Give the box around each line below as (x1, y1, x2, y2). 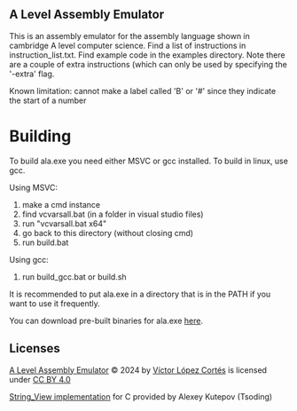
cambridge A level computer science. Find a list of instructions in (9, 40, 246, 51)
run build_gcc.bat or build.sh (21, 271, 127, 282)
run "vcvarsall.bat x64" (21, 217, 107, 229)
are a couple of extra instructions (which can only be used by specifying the (9, 59, 288, 69)
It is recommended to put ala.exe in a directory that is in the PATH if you (9, 288, 271, 299)
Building (9, 126, 72, 146)
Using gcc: (9, 254, 49, 265)
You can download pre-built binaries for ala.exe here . (9, 315, 204, 326)
